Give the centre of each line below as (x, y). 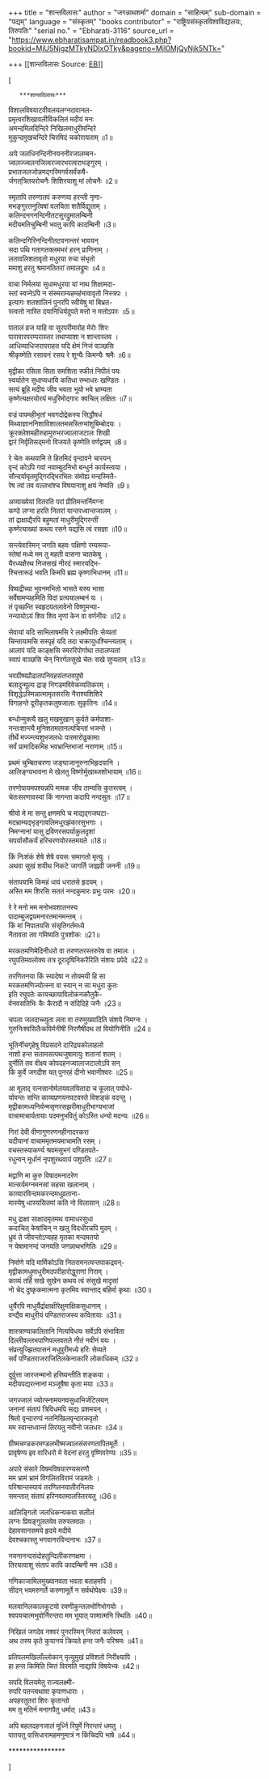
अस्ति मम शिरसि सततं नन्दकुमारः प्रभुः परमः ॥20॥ (72, 891)
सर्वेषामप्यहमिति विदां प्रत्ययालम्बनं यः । (56, 598)
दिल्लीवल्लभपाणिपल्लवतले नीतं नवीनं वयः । (62, 1340)
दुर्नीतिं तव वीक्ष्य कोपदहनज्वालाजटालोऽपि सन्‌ (65, 1063)
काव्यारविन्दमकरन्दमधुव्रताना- (44, 1193)
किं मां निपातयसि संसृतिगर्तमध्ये (46, 926)
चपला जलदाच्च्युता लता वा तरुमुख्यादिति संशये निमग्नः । (78, 1019)
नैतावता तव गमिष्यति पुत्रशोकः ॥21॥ (54, 934)
